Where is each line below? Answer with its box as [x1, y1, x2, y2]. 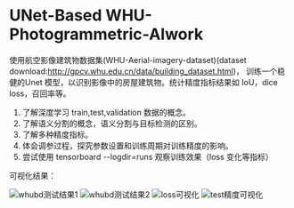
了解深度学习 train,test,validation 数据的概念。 [21, 107, 192, 117]
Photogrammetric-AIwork [9, 24, 204, 44]
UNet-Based [9, 5, 102, 26]
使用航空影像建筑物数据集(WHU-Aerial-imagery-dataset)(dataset [9, 54, 247, 65]
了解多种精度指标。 [21, 129, 94, 140]
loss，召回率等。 [9, 88, 71, 99]
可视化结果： [9, 170, 56, 180]
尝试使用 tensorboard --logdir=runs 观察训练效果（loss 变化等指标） [21, 151, 274, 162]
